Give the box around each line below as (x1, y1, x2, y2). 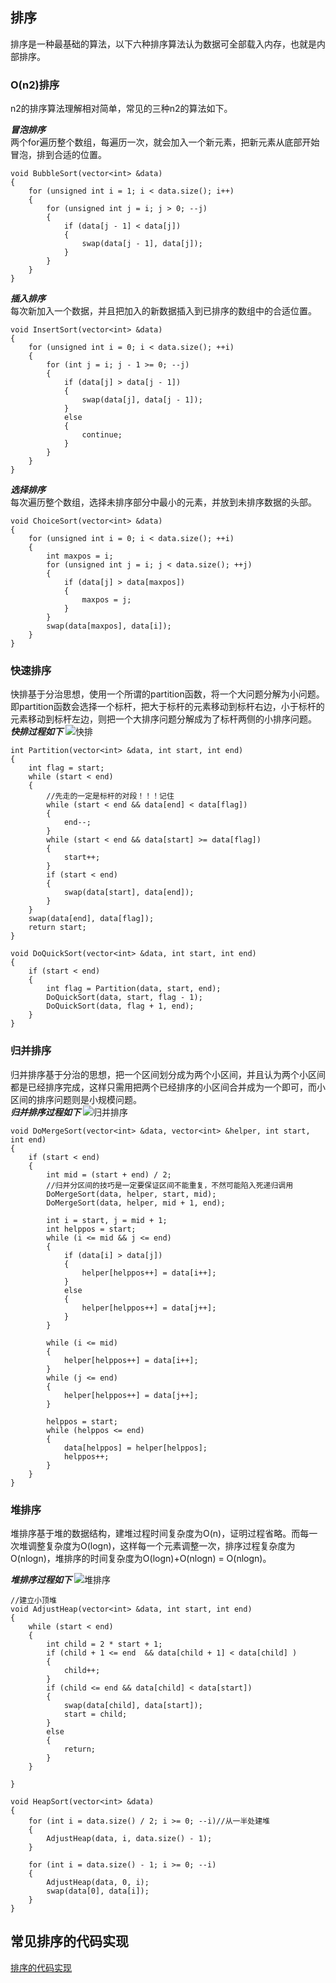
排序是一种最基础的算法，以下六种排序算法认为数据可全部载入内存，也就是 (10, 38, 317, 50)
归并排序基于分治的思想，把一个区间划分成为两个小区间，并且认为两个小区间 (10, 1068, 326, 1080)
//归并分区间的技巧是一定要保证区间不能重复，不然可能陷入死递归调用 (46, 1180, 294, 1190)
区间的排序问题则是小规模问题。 (10, 1093, 142, 1105)
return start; (28, 923, 87, 933)
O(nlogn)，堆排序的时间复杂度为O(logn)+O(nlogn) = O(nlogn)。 (10, 1553, 272, 1564)
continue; (81, 430, 123, 440)
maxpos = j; (81, 595, 132, 605)
